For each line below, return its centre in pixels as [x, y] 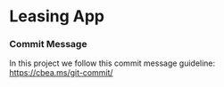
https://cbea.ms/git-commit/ [61, 73]
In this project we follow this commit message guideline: [112, 63]
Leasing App [57, 16]
